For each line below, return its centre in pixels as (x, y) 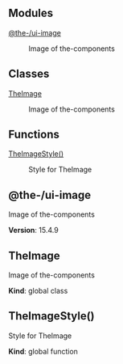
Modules (31, 13)
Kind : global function (43, 351)
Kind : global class (38, 291)
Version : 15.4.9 (33, 231)
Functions (34, 135)
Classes (29, 74)
